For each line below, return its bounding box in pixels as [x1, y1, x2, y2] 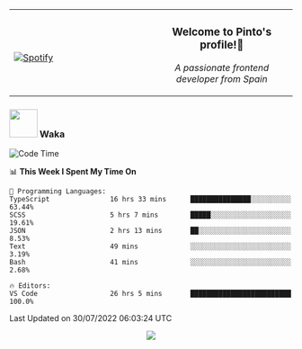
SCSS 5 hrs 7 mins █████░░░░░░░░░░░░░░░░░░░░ [9, 210, 292, 219]
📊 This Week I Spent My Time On [9, 166, 137, 177]
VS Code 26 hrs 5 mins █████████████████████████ [9, 290, 292, 299]
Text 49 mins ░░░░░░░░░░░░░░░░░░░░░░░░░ [9, 242, 292, 251]
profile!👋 [200, 38, 244, 52]
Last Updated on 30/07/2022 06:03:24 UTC [9, 313, 173, 324]
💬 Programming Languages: [9, 187, 106, 196]
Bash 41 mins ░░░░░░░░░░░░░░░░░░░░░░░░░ [9, 258, 292, 267]
